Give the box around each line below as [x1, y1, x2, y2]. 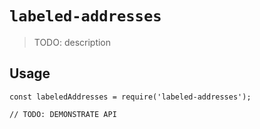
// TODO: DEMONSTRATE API [9, 109, 117, 119]
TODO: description [33, 36, 112, 48]
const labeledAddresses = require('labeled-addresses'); [9, 92, 252, 102]
